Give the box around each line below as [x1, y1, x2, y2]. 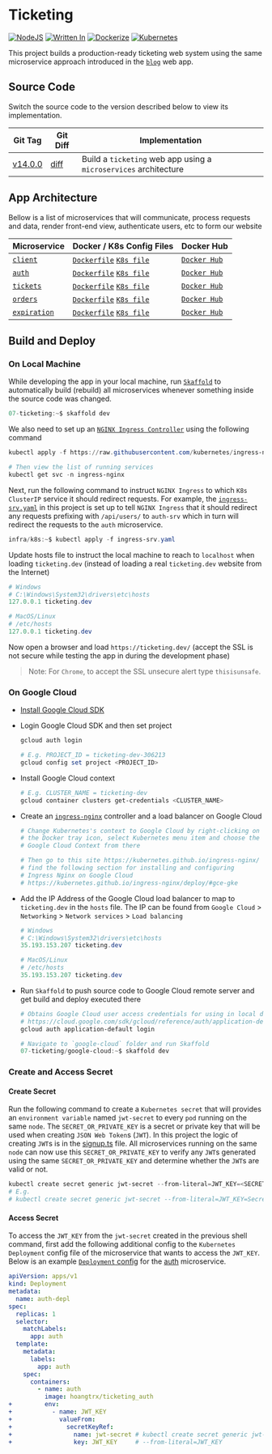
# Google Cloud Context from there [19, 842, 141, 850]
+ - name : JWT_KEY [8, 1408, 107, 1416]
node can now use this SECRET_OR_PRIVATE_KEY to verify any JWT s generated [8, 1147, 257, 1157]
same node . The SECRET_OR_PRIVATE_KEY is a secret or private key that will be [8, 1121, 261, 1131]
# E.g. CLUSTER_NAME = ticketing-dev [19, 789, 148, 797]
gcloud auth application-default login [19, 1025, 155, 1033]
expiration [12, 308, 54, 317]
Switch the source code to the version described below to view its [8, 101, 229, 111]
